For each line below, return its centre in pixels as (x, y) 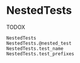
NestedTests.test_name (35, 49)
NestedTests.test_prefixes (40, 54)
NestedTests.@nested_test (39, 43)
